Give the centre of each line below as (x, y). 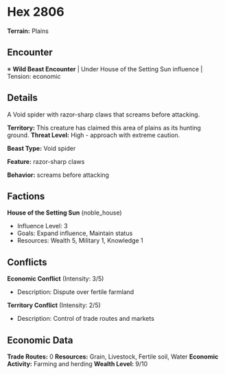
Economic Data (40, 340)
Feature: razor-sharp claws (46, 161)
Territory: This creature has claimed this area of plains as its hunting (104, 128)
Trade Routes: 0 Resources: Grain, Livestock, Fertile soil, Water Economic (113, 356)
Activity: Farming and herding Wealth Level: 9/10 (78, 364)
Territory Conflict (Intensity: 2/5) (54, 305)
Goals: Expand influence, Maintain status (75, 233)
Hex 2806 (36, 12)
